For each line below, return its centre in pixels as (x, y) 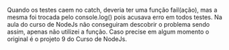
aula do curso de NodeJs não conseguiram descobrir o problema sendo (108, 24)
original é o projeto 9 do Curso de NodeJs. (67, 39)
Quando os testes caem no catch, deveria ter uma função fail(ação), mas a (112, 10)
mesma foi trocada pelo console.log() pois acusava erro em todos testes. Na (115, 17)
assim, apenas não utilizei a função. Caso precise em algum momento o (108, 32)
